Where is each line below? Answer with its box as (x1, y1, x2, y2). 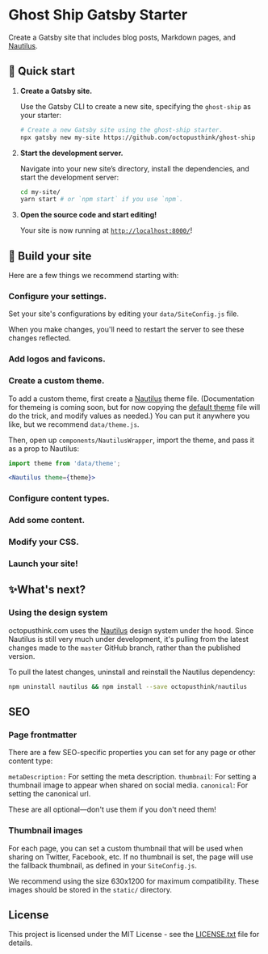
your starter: (19, 110, 62, 120)
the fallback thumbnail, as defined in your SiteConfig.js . (8, 860, 198, 870)
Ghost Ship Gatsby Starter (8, 6, 188, 24)
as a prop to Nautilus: (8, 443, 80, 454)
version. (8, 651, 36, 661)
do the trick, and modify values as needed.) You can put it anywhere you (8, 411, 250, 420)
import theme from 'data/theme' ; (8, 459, 121, 467)
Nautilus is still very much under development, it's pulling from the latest (8, 634, 249, 644)
